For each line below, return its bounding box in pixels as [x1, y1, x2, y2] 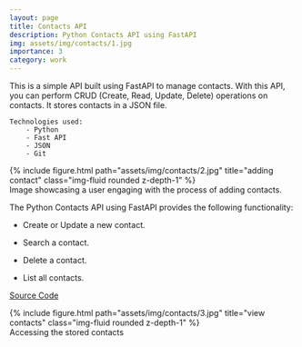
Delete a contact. [22, 255, 87, 265]
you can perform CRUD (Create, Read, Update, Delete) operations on [9, 90, 268, 101]
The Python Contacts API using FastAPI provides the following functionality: [9, 202, 294, 213]
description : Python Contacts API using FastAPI [9, 30, 197, 39]
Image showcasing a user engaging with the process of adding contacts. [9, 184, 282, 195]
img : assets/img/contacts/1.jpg [9, 38, 132, 48]
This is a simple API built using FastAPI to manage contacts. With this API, [9, 81, 286, 91]
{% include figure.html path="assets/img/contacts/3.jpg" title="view [9, 308, 266, 318]
